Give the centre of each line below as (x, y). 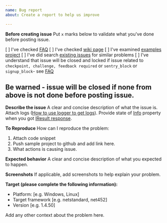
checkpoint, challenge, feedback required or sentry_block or (71, 66)
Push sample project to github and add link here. (64, 144)
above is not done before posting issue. (70, 95)
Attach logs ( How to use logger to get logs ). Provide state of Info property (83, 113)
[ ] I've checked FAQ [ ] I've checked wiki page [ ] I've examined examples (83, 49)
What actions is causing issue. (45, 149)
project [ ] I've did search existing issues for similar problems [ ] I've (77, 55)
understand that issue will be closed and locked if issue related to (75, 60)
